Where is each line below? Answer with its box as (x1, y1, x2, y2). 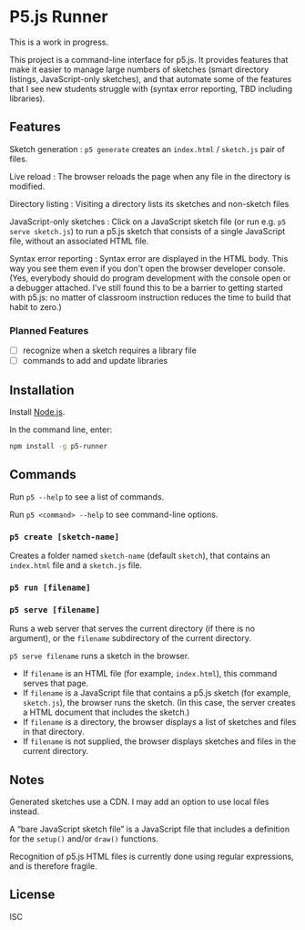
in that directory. (22, 727, 85, 738)
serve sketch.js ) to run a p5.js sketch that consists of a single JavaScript (9, 225, 286, 236)
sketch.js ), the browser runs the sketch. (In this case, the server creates (22, 697, 296, 708)
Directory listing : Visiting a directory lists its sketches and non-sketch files (9, 198, 290, 209)
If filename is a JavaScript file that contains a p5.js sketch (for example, (22, 687, 291, 698)
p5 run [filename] (9, 582, 91, 593)
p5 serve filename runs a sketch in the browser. (9, 650, 189, 662)
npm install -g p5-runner (9, 441, 107, 450)
